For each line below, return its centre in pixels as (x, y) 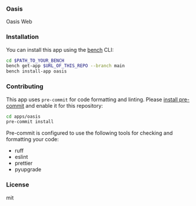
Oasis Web (19, 22)
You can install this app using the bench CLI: (60, 49)
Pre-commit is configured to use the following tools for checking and (89, 133)
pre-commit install (30, 122)
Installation (23, 37)
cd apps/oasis (24, 117)
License (18, 185)
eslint (21, 157)
